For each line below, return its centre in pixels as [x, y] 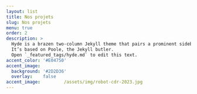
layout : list [22, 11]
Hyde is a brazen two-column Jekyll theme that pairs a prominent [94, 44]
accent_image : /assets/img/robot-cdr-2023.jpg [74, 82]
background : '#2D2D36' [39, 71]
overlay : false [34, 76]
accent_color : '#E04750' [36, 60]
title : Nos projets [30, 17]
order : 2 [17, 33]
